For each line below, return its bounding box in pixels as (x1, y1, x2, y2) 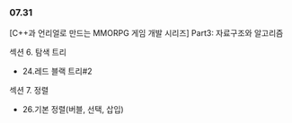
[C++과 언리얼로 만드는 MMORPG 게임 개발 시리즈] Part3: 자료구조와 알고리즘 (9, 28, 284, 39)
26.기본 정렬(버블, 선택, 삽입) (22, 104, 124, 115)
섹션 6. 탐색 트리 (9, 47, 67, 57)
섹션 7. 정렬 (9, 85, 49, 96)
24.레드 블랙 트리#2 (22, 66, 93, 77)
